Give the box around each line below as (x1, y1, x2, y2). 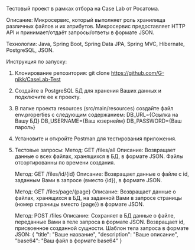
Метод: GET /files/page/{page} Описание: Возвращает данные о (14, 188, 176, 195)
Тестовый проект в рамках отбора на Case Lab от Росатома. (6, 5, 160, 12)
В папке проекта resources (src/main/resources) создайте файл (14, 105, 174, 111)
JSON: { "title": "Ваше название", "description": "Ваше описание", (14, 231, 178, 238)
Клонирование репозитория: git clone (14, 70, 110, 76)
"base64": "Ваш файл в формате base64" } (14, 237, 122, 244)
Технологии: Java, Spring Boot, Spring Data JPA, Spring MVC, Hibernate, (6, 41, 185, 47)
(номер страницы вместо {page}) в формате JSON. (14, 200, 144, 208)
